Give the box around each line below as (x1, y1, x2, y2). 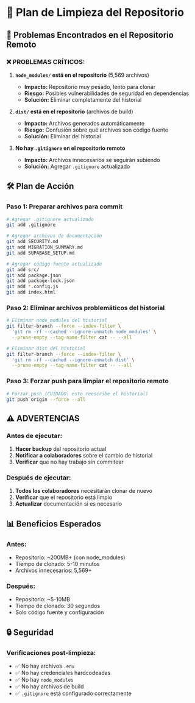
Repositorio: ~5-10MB (15, 596, 70, 603)
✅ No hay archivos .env (15, 662, 75, 669)
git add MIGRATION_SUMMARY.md (6, 244, 83, 250)
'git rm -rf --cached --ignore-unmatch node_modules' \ (12, 329, 157, 335)
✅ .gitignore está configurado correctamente (15, 690, 132, 697)
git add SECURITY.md (6, 239, 59, 245)
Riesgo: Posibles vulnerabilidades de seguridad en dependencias (24, 90, 190, 97)
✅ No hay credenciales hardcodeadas (15, 669, 111, 677)
